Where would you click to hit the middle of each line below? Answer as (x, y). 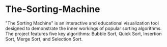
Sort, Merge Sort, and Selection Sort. (44, 39)
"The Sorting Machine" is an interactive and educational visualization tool (82, 23)
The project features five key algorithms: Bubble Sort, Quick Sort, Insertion (83, 33)
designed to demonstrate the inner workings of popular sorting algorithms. (83, 28)
